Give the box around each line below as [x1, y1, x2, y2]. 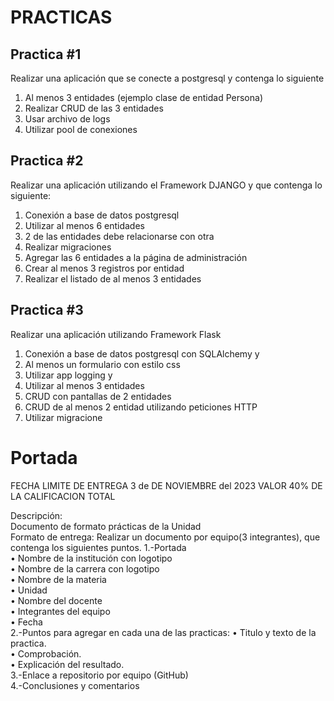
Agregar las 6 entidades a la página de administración [24, 251, 248, 263]
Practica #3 [10, 302, 84, 319]
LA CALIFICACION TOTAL [10, 490, 116, 502]
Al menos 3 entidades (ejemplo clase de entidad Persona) [24, 92, 263, 103]
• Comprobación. [10, 647, 82, 660]
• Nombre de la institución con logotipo [10, 552, 173, 564]
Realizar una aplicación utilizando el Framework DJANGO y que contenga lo [10, 179, 323, 191]
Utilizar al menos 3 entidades [24, 379, 145, 391]
